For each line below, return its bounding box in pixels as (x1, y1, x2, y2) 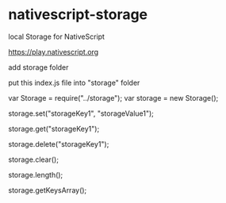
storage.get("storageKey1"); (8, 124, 100, 133)
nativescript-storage (8, 6, 148, 24)
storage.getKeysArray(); (8, 185, 87, 195)
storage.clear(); (8, 155, 59, 164)
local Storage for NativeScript (8, 32, 105, 41)
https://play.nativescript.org (8, 47, 99, 56)
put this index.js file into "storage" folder (8, 78, 140, 87)
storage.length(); (8, 170, 63, 179)
